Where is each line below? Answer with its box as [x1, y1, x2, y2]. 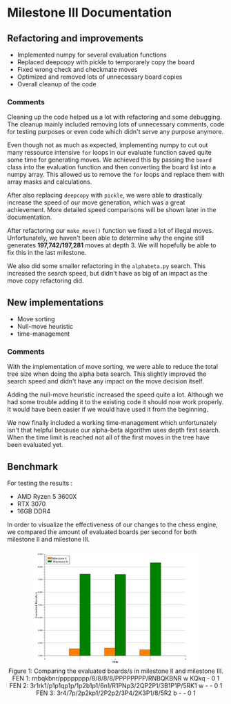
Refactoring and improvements [7, 32, 143, 44]
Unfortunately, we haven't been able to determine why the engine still [7, 234, 205, 242]
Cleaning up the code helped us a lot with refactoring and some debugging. [7, 113, 222, 122]
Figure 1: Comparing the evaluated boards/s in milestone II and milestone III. [8, 667, 224, 675]
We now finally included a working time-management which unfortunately [7, 419, 217, 427]
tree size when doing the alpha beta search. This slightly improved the [7, 370, 207, 378]
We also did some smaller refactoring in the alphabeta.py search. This [7, 262, 206, 270]
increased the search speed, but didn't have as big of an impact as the [7, 269, 208, 278]
